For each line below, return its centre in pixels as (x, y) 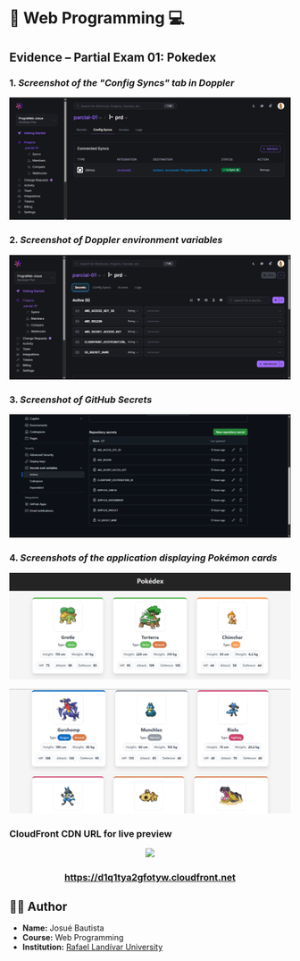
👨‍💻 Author (38, 906)
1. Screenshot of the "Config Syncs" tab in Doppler (122, 82)
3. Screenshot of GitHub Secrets (81, 400)
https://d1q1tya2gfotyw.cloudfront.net (150, 878)
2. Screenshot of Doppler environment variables (116, 240)
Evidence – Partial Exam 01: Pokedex (113, 57)
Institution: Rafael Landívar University (92, 947)
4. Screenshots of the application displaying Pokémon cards (143, 558)
